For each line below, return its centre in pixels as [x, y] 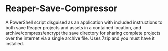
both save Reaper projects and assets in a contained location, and [73, 27]
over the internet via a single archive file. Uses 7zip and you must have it [80, 38]
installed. [15, 43]
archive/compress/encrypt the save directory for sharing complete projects [83, 33]
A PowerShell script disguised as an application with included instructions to [84, 22]
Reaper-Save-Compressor [61, 9]
